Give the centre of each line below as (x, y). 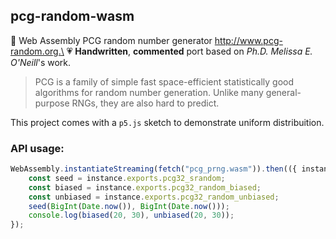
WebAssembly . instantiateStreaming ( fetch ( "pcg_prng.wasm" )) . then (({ (154, 169)
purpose (52, 103)
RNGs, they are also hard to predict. (145, 103)
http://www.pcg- (248, 40)
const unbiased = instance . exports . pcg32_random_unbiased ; (154, 197)
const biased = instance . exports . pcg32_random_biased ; (145, 187)
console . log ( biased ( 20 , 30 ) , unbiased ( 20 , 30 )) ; (131, 215)
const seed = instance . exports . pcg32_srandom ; (127, 178)
